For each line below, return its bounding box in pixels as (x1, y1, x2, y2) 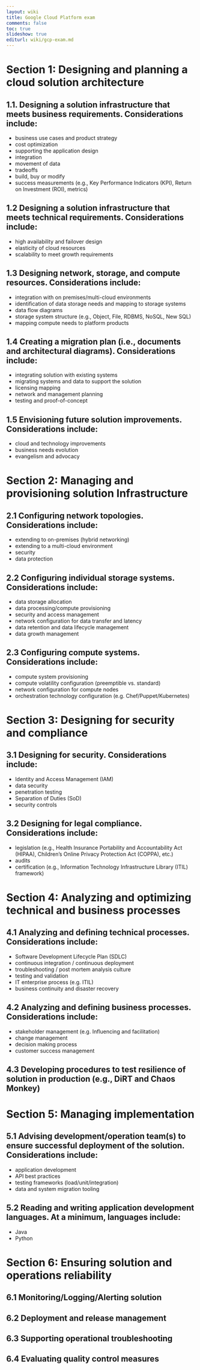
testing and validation (14, 972, 68, 979)
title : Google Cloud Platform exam (6, 14, 95, 20)
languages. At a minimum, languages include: (6, 1212, 181, 1222)
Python (14, 1234, 33, 1242)
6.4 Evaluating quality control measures (6, 1354, 159, 1364)
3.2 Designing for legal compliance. (6, 819, 142, 829)
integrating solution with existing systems (14, 371, 118, 379)
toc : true (6, 25, 31, 32)
